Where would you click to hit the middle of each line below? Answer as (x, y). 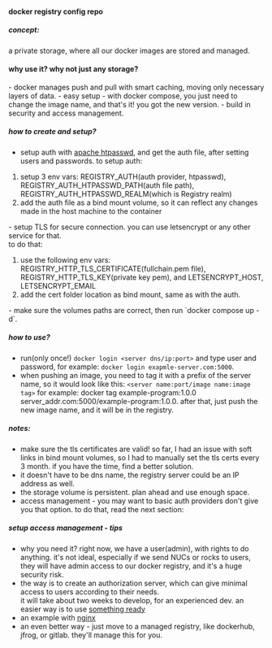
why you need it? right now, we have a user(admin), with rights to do (134, 548)
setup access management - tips (66, 528)
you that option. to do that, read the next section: (102, 509)
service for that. (35, 235)
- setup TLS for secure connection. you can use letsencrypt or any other (130, 227)
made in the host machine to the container (91, 211)
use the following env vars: (65, 259)
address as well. (47, 483)
